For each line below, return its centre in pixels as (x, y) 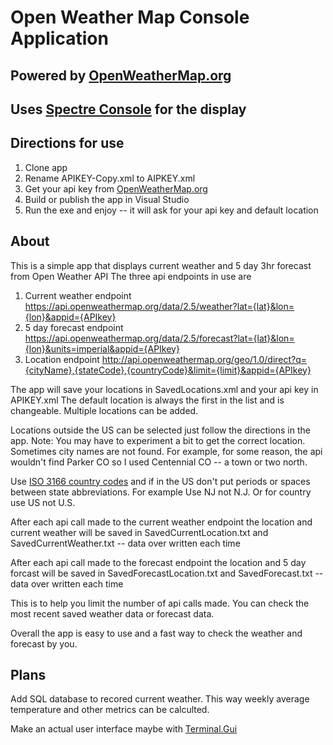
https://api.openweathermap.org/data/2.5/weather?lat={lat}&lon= (159, 306)
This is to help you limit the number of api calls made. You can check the (160, 603)
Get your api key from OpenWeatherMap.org (116, 188)
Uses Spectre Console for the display (128, 109)
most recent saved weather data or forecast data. (112, 613)
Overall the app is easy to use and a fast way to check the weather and (156, 633)
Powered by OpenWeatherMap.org (121, 75)
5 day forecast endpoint (74, 327)
